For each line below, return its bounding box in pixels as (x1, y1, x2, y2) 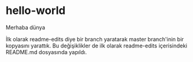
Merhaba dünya (5, 24, 46, 31)
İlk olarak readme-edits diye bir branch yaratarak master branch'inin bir (5, 35, 185, 43)
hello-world (5, 4, 66, 18)
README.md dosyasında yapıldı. (5, 48, 87, 55)
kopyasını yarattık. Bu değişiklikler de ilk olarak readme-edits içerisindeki (5, 42, 188, 49)
